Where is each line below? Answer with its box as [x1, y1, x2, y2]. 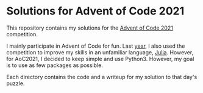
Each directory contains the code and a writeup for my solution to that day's [6, 73, 198, 80]
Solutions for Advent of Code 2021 [6, 4, 185, 18]
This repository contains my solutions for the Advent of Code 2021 [6, 24, 174, 31]
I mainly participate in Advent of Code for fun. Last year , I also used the [6, 42, 185, 50]
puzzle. [6, 80, 25, 87]
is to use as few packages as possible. [6, 62, 104, 69]
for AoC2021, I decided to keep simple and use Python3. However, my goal [6, 55, 194, 62]
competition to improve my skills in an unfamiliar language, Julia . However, [6, 48, 194, 56]
